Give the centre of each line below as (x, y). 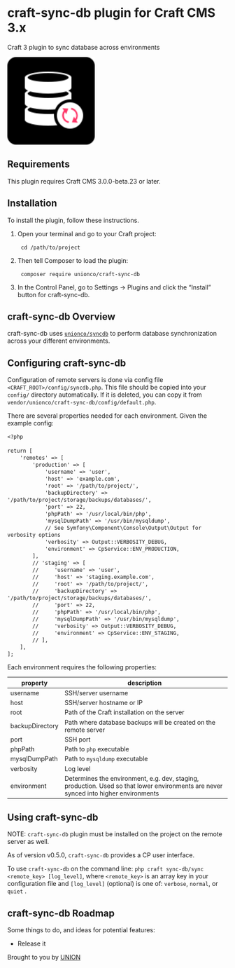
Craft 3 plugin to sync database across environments (84, 47)
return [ (20, 451)
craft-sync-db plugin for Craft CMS (111, 13)
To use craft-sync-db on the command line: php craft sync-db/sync (106, 869)
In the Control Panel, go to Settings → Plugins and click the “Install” (114, 287)
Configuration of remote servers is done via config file (85, 380)
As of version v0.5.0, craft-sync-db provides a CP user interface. (101, 855)
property (34, 683)
